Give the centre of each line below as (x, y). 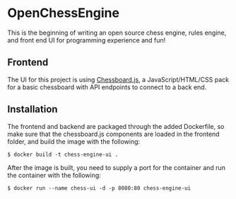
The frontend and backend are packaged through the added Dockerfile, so (116, 126)
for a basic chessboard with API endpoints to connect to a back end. (107, 87)
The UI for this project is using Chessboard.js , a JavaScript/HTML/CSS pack (118, 79)
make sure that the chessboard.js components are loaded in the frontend (114, 134)
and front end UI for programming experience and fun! (87, 40)
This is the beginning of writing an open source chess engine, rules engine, (117, 33)
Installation (33, 109)
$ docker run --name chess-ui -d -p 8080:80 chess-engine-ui (99, 188)
